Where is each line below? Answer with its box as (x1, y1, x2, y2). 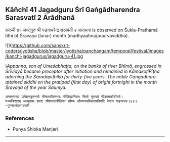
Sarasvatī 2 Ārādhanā (5, 14, 75, 22)
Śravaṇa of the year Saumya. (5, 84, 67, 90)
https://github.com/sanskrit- (11, 42, 70, 49)
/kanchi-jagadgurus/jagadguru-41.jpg (5, 53, 83, 59)
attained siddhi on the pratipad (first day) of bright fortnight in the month (5, 79, 157, 85)
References (5, 115, 34, 122)
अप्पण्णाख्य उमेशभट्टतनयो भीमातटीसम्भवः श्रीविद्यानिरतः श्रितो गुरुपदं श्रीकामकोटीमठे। (5, 94, 123, 99)
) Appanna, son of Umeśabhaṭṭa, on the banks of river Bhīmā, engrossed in (5, 63, 162, 69)
